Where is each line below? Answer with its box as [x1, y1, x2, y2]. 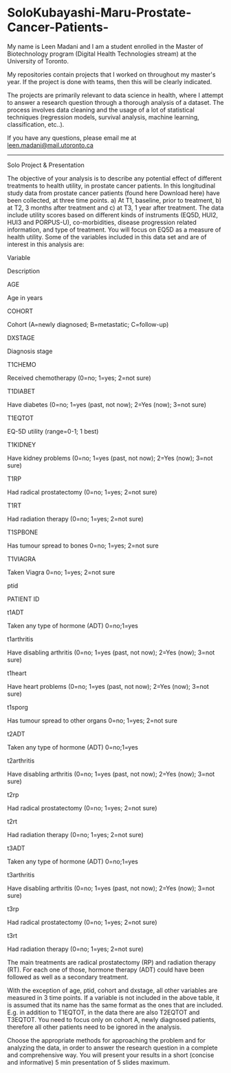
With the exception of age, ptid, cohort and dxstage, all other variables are [7, 986, 218, 994]
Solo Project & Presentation [7, 161, 85, 169]
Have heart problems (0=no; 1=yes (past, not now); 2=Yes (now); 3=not [7, 682, 210, 690]
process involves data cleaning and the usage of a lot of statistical [7, 106, 195, 114]
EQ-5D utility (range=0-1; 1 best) [7, 427, 99, 435]
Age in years [7, 293, 43, 301]
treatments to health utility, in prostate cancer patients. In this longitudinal [7, 181, 215, 190]
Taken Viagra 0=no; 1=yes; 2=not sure [7, 568, 115, 576]
